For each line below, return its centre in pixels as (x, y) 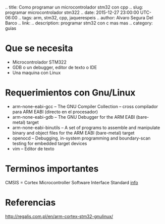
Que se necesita (39, 48)
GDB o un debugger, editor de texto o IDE (55, 67)
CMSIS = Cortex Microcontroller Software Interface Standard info (72, 182)
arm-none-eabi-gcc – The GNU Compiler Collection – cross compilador (85, 106)
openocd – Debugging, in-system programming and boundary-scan (82, 138)
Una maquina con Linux (36, 73)
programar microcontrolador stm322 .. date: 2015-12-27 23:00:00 (72, 12)
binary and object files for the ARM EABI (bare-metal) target (73, 133)
